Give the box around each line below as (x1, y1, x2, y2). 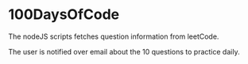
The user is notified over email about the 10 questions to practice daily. (8, 47, 240, 56)
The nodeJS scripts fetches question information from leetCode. (8, 32, 219, 41)
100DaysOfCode (8, 6, 120, 24)
